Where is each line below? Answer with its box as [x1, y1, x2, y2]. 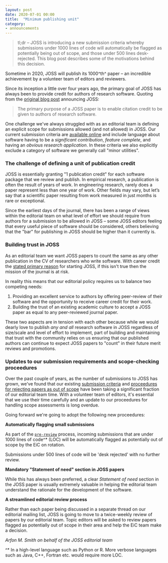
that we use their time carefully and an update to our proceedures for [5, 397, 147, 403]
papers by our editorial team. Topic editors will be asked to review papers [5, 517, 156, 523]
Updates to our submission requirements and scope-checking [5, 358, 159, 365]
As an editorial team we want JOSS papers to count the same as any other [5, 252, 158, 258]
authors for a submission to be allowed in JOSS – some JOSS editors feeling [5, 218, 162, 224]
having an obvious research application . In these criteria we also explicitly [5, 142, 158, 148]
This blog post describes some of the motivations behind [36, 55, 154, 61]
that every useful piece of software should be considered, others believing [5, 223, 159, 229]
